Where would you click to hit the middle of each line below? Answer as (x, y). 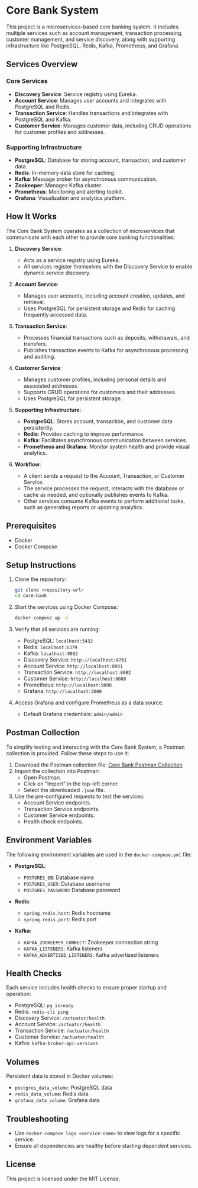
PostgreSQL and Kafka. (43, 119)
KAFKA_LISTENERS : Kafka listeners (63, 949)
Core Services (27, 81)
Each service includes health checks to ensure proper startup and (86, 988)
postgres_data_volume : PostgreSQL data (63, 1088)
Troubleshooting (38, 1119)
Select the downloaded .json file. (64, 790)
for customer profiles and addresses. (60, 132)
